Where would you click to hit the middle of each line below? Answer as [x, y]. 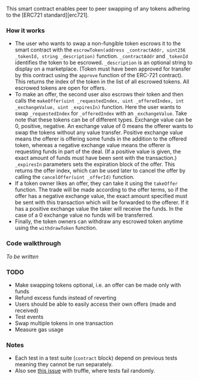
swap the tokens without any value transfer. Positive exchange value [99, 133]
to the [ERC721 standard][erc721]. [48, 15]
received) [27, 310]
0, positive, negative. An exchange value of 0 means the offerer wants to [104, 126]
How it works [26, 31]
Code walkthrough [34, 244]
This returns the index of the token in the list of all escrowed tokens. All [102, 82]
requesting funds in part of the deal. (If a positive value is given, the [98, 151]
